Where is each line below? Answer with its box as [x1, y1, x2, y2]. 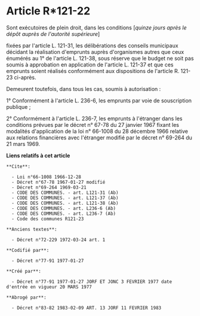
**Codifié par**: [6, 247, 50, 253]
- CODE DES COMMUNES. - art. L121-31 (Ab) [11, 190, 119, 196]
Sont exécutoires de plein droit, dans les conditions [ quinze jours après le [6, 24, 187, 31]
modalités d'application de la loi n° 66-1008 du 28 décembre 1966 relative [6, 127, 188, 135]
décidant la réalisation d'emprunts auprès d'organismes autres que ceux [6, 48, 184, 55]
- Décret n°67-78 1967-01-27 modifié [11, 179, 106, 185]
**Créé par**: [6, 268, 42, 274]
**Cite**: [6, 163, 31, 169]
